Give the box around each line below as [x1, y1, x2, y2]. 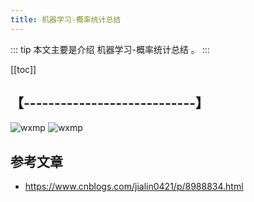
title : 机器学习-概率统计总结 [10, 14, 122, 25]
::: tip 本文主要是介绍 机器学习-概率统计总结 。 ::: [10, 43, 210, 55]
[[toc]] [10, 63, 37, 75]
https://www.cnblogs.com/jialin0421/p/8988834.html [24, 181, 244, 193]
